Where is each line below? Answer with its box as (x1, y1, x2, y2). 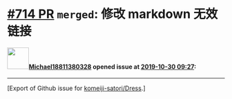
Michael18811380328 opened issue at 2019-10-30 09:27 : (28, 63, 197, 71)
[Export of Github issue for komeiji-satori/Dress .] (7, 84, 146, 93)
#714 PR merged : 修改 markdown (7, 6, 191, 22)
